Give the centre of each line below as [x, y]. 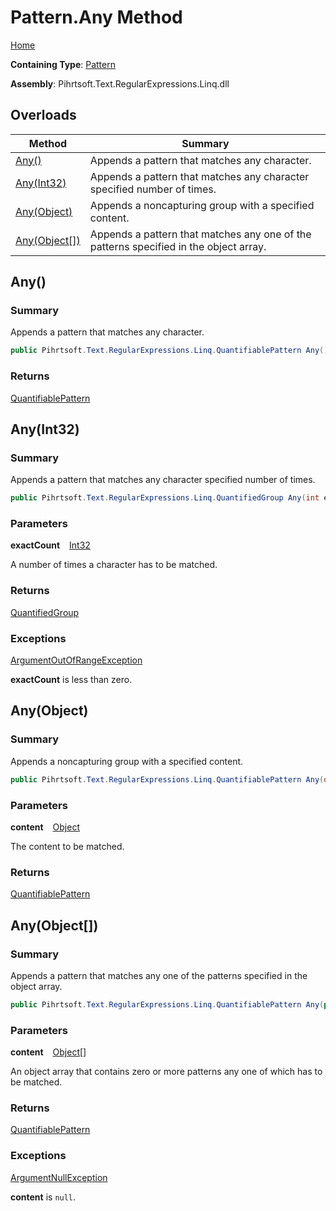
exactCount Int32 [50, 545]
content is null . [43, 1197]
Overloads [43, 115]
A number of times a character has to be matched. [114, 565]
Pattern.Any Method [96, 17]
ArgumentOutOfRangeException [76, 660]
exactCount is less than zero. [71, 680]
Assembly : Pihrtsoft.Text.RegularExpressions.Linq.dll [120, 83]
